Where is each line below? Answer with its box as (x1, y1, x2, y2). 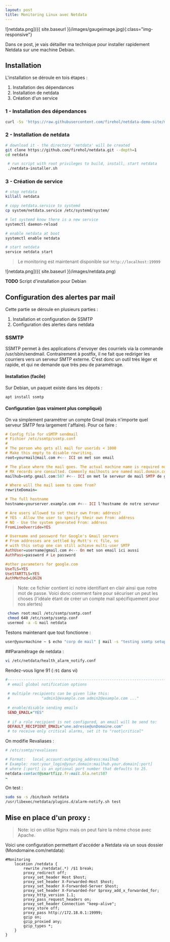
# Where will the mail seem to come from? (5, 483, 96, 488)
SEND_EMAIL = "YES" (7, 710, 44, 715)
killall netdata (5, 194, 39, 199)
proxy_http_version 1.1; (23, 892, 76, 898)
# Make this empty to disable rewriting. (5, 451, 94, 456)
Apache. (17, 832, 35, 838)
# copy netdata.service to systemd (5, 203, 80, 208)
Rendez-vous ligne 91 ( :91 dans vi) (5, 667, 78, 673)
